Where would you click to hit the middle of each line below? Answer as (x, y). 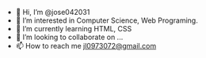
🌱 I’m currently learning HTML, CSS (74, 29)
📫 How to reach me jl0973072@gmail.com (86, 46)
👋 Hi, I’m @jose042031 (53, 12)
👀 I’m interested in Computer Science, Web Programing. (107, 20)
